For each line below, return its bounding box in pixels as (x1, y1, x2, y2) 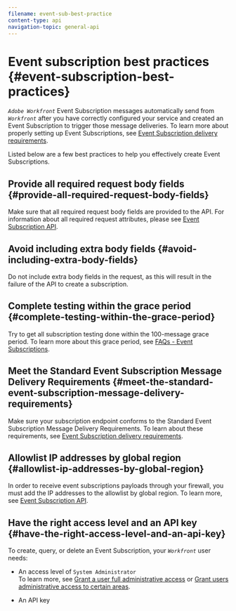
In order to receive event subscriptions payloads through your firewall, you (8, 482, 224, 490)
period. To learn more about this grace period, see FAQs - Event (8, 337, 193, 346)
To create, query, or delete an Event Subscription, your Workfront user (8, 546, 211, 555)
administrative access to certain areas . (18, 582, 131, 591)
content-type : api (8, 17, 62, 24)
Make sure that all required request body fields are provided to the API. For (8, 208, 224, 216)
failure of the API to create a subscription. (8, 280, 129, 288)
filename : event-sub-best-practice (8, 10, 112, 18)
